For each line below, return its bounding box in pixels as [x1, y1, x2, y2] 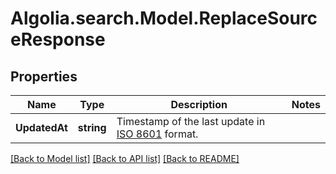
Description [170, 98, 228, 111]
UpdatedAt [15, 121, 68, 134]
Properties [10, 68, 78, 85]
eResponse [10, 28, 106, 51]
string [77, 121, 107, 134]
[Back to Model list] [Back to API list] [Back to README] [10, 153, 240, 164]
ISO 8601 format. [116, 127, 199, 141]
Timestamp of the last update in [116, 115, 266, 128]
